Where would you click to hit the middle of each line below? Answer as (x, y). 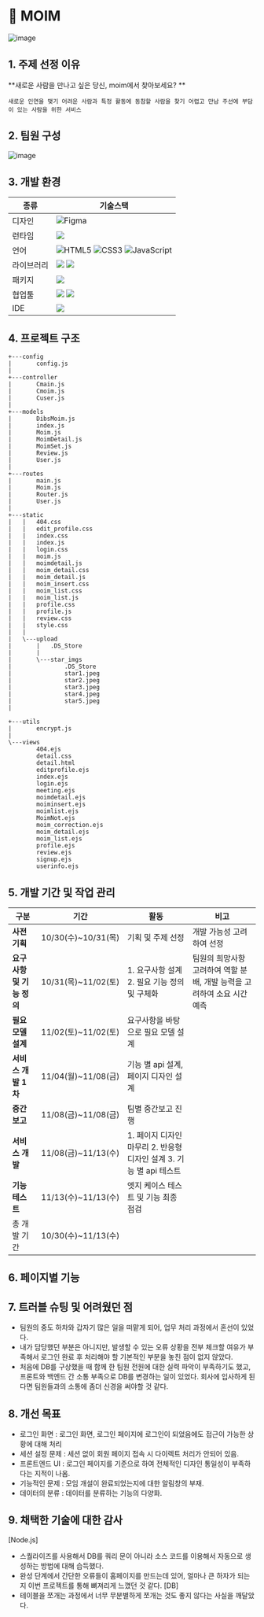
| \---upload (33, 639)
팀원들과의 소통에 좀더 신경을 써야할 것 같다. (101, 1386)
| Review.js (38, 453)
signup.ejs (54, 860)
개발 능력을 (223, 982)
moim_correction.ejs (70, 825)
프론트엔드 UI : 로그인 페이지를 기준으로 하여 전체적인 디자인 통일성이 (125, 1464)
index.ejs (52, 777)
